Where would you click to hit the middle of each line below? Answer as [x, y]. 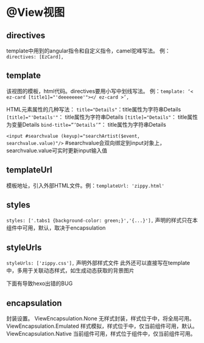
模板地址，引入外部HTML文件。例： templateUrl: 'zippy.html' [85, 185]
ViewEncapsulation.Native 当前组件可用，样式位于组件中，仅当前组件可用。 [101, 334]
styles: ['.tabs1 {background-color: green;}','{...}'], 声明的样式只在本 [102, 221]
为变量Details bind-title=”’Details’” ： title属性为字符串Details [86, 124]
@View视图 [36, 12]
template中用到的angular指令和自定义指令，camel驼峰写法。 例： [88, 51]
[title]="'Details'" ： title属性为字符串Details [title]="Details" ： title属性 [102, 117]
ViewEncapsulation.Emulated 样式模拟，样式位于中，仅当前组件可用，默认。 [102, 326]
